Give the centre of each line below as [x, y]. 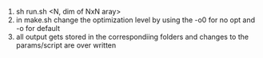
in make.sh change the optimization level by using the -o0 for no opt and [135, 20]
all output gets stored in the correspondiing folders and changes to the [132, 37]
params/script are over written [66, 45]
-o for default [38, 28]
